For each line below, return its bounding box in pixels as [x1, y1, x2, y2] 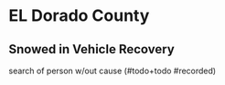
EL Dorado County [8, 5, 150, 26]
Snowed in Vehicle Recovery [8, 42, 175, 57]
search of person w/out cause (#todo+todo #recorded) [8, 65, 217, 76]
